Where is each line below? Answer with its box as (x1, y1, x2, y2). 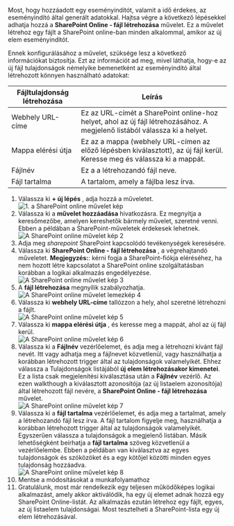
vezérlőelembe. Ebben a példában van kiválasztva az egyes (17, 446, 190, 454)
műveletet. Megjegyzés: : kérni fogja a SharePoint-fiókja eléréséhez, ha (17, 254, 222, 262)
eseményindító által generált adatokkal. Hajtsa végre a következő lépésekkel (8, 13, 226, 22)
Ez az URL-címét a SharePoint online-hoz (81, 108, 218, 118)
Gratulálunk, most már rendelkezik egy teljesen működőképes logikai (17, 483, 215, 491)
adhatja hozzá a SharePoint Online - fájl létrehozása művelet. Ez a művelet (8, 21, 224, 29)
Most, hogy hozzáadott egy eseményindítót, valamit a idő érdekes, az (8, 6, 207, 14)
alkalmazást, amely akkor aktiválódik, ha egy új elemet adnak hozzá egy (17, 491, 224, 498)
